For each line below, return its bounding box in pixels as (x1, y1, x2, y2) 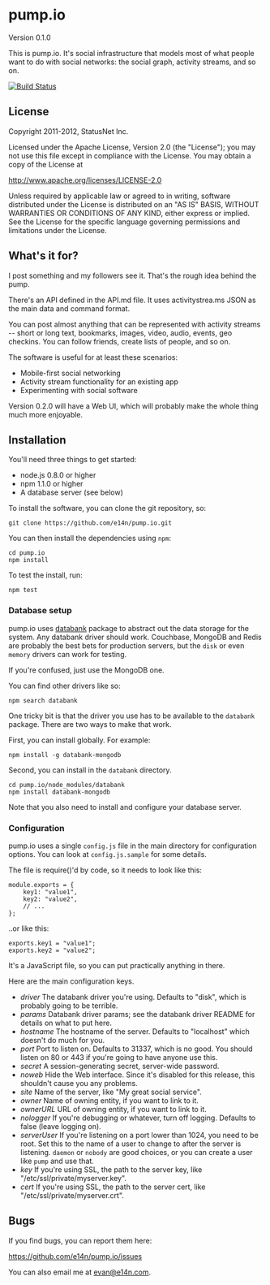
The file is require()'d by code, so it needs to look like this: (8, 865, 203, 875)
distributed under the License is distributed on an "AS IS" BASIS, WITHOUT (8, 199, 259, 209)
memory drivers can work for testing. (8, 649, 127, 659)
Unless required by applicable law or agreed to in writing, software (8, 191, 231, 201)
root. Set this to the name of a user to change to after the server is (19, 1139, 242, 1149)
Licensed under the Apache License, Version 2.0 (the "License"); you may (8, 142, 256, 152)
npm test (8, 586, 38, 595)
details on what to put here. (19, 1018, 112, 1028)
